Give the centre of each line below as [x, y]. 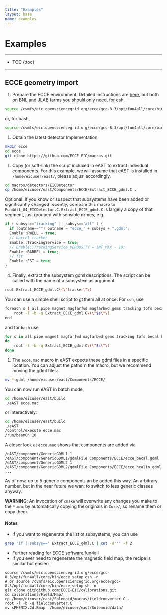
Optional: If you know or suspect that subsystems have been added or [77, 199]
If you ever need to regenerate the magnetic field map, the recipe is [81, 558]
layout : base [19, 14]
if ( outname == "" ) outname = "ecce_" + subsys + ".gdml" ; [70, 229]
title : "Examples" [24, 10]
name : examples [21, 19]
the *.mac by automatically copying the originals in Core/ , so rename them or [83, 506]
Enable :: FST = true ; [31, 261]
